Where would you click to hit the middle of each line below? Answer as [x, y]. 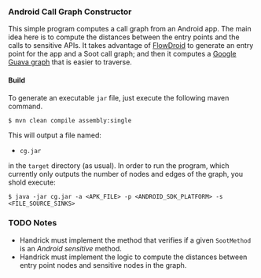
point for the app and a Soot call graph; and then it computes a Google [122, 54]
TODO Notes [33, 223]
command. [26, 106]
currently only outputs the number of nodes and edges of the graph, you [126, 174]
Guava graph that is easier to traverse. [70, 62]
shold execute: [32, 182]
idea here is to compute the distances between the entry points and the [124, 37]
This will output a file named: [55, 135]
